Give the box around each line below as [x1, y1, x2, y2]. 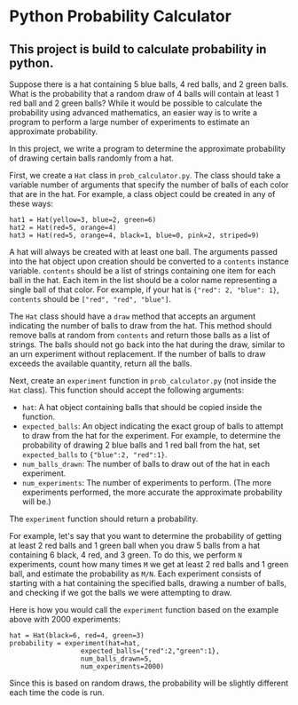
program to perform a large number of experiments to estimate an [9, 117, 250, 127]
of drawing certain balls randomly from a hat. [9, 153, 175, 163]
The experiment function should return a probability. [9, 513, 199, 524]
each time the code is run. [9, 687, 105, 698]
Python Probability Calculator [9, 6, 232, 27]
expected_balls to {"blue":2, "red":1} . [21, 449, 168, 459]
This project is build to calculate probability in [9, 42, 267, 57]
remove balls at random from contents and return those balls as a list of [9, 330, 271, 340]
